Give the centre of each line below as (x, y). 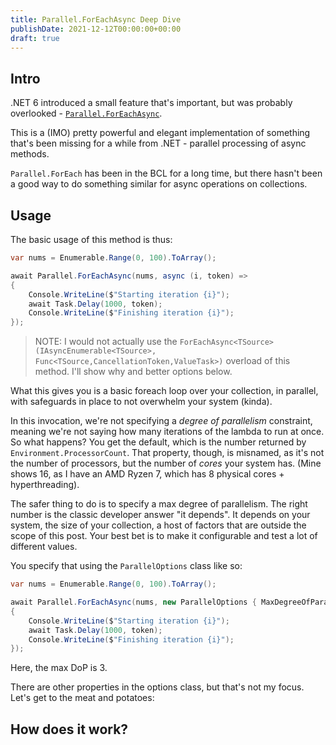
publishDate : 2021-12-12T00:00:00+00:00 (96, 29)
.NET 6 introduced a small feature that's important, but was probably (151, 103)
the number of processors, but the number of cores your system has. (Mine (166, 463)
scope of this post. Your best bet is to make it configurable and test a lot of (164, 536)
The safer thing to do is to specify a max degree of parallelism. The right (159, 504)
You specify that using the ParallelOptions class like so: (126, 566)
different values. (44, 547)
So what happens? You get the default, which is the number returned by (158, 442)
